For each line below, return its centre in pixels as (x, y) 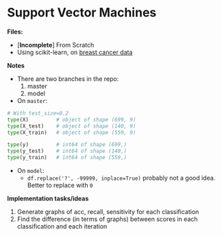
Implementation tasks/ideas (48, 199)
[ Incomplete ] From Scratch (56, 45)
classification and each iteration (62, 226)
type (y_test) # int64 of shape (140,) (67, 151)
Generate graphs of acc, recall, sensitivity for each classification (108, 212)
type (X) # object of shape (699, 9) (72, 119)
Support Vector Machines (82, 13)
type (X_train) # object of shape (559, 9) (72, 132)
